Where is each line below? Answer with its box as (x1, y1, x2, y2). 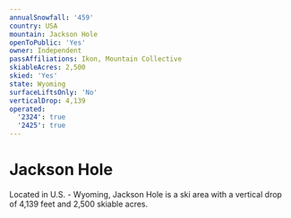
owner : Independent (9, 46, 82, 55)
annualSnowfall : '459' (9, 13, 94, 22)
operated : (9, 105, 47, 113)
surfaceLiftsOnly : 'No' (9, 88, 98, 96)
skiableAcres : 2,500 (9, 63, 87, 72)
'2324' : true (17, 113, 66, 122)
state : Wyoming (9, 80, 66, 88)
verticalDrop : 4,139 (9, 96, 87, 105)
